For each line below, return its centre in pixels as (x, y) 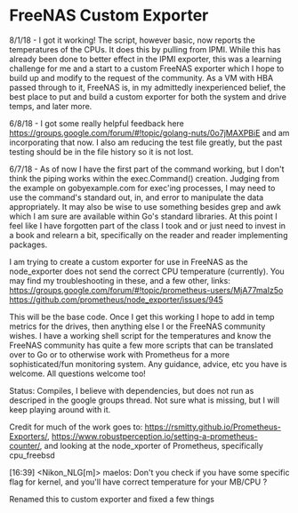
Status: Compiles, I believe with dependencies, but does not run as (132, 390)
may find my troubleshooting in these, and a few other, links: (120, 280)
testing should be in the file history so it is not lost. (101, 151)
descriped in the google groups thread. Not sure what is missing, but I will (145, 400)
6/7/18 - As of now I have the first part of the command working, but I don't (147, 169)
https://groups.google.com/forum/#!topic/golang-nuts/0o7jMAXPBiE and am (149, 132)
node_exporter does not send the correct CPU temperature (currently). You (147, 271)
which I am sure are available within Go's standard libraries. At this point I (143, 216)
